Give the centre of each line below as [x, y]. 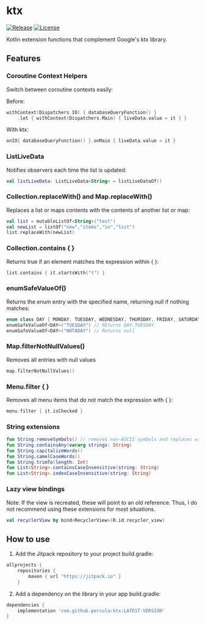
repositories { [37, 571]
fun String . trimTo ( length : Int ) [47, 462]
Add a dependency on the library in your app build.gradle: [88, 594]
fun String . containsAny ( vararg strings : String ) [69, 445]
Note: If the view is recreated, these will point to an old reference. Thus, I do [102, 502]
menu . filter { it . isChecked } [45, 411]
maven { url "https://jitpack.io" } [75, 576]
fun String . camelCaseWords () [43, 456]
